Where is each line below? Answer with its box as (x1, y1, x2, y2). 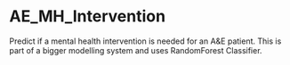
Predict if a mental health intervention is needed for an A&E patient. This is (9, 36, 282, 46)
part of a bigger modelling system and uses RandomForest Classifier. (9, 45, 262, 55)
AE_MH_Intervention (9, 6, 166, 27)
